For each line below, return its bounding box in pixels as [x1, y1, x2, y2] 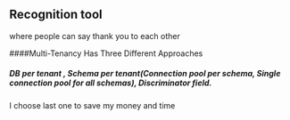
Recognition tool [9, 7, 103, 22]
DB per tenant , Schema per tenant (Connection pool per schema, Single [9, 68, 281, 79]
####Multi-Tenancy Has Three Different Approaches [9, 48, 203, 59]
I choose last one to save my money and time [9, 100, 176, 110]
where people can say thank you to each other [9, 30, 180, 41]
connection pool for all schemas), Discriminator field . [9, 77, 212, 88]
